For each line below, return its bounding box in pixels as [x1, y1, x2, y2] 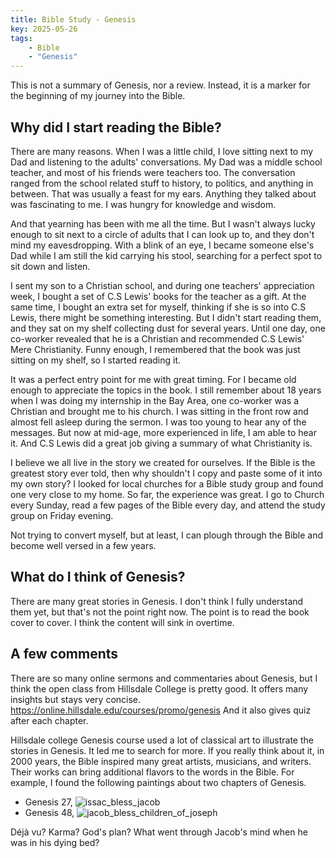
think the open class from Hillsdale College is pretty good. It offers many [10, 682, 309, 695]
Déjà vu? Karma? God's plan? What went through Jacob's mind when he [10, 826, 308, 838]
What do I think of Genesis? [10, 569, 186, 586]
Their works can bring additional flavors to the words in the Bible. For [10, 766, 295, 778]
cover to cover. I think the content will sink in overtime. [10, 616, 235, 628]
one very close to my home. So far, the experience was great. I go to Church [10, 488, 325, 500]
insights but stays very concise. [10, 693, 142, 705]
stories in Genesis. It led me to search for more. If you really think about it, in [10, 744, 325, 756]
